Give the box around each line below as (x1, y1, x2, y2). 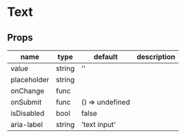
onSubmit (10, 97, 42, 107)
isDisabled (10, 108, 45, 118)
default (93, 52, 118, 61)
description (136, 52, 176, 61)
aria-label (10, 120, 43, 129)
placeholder (10, 75, 50, 84)
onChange (10, 86, 45, 95)
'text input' (81, 120, 116, 129)
